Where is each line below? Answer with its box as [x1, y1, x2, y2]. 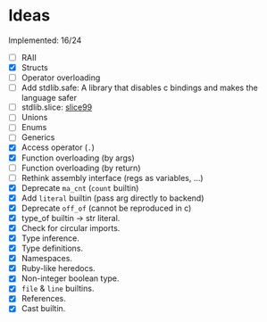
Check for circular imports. [21, 222, 121, 233]
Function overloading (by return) [21, 162, 141, 173]
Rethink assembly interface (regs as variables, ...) [21, 172, 204, 183]
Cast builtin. [21, 303, 66, 314]
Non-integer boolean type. [21, 273, 120, 284]
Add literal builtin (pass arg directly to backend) [21, 193, 204, 203]
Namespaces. [21, 253, 73, 264]
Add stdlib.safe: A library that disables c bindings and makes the [21, 82, 258, 94]
